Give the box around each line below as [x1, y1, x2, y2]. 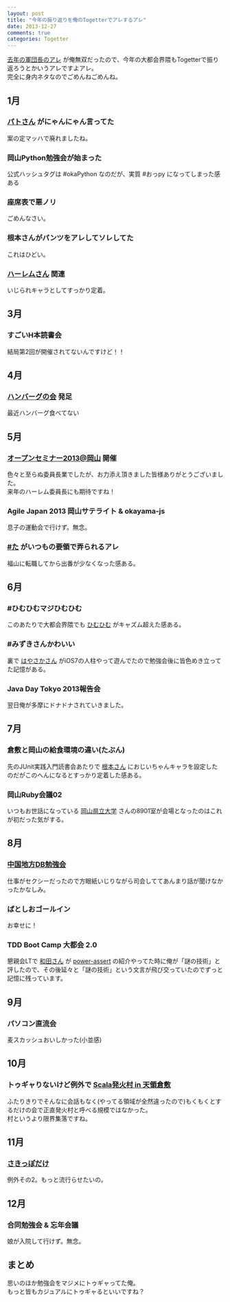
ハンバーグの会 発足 [7, 392, 73, 401]
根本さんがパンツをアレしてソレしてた [7, 233, 134, 243]
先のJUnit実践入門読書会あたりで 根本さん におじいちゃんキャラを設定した [7, 762, 218, 770]
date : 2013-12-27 [7, 23, 57, 30]
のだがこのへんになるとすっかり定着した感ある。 [7, 770, 146, 779]
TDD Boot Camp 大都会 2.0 [7, 940, 97, 949]
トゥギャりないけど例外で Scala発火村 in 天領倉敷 [7, 1080, 171, 1090]
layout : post [7, 10, 45, 17]
